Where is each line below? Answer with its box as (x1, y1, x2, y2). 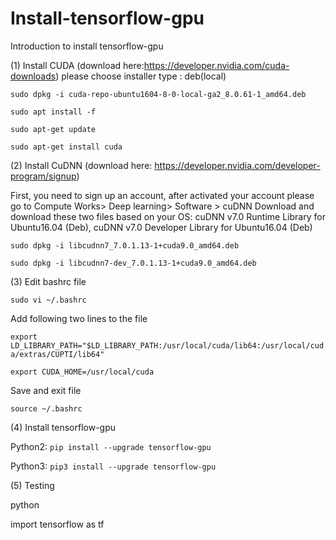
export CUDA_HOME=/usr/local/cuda (10, 367, 155, 377)
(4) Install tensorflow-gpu (10, 421, 117, 433)
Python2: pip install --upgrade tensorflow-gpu (10, 440, 212, 452)
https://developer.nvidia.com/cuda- (143, 59, 290, 71)
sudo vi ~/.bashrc (10, 295, 87, 305)
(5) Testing (10, 479, 55, 491)
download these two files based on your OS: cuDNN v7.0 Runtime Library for (10, 210, 326, 222)
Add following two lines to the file (10, 312, 148, 324)
